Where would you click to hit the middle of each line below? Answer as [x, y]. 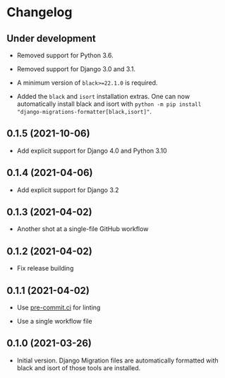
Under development [51, 39]
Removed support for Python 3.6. [65, 55]
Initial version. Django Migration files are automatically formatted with [118, 360]
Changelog [39, 12]
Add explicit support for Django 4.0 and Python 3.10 [92, 150]
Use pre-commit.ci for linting [59, 307]
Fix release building [45, 268]
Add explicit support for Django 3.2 [68, 190]
